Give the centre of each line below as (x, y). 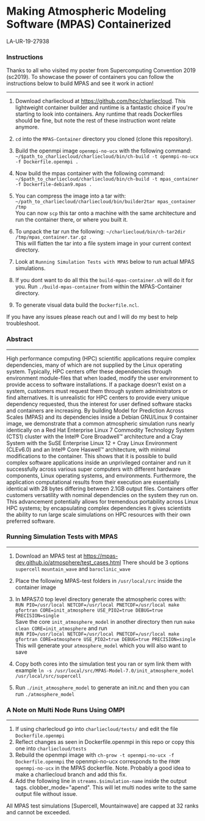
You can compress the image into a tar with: (70, 196)
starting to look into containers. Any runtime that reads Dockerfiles (99, 114)
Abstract (20, 339)
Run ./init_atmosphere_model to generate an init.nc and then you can (102, 688)
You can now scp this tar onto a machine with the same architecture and (106, 213)
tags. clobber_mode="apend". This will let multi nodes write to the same (106, 787)
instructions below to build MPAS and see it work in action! (80, 83)
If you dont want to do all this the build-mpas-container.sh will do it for (104, 280)
